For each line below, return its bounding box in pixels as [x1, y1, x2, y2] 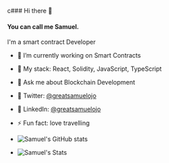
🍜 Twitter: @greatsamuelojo [17, 92, 97, 100]
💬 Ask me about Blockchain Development [17, 78, 136, 87]
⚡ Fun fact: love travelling [17, 119, 90, 128]
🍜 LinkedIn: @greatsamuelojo [17, 105, 101, 114]
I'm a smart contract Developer [7, 38, 96, 46]
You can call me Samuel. [7, 22, 80, 31]
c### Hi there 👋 [7, 7, 53, 15]
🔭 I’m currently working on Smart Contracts [17, 51, 141, 60]
